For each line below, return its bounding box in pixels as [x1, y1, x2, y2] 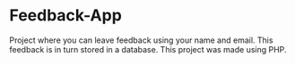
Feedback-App [9, 5, 123, 26]
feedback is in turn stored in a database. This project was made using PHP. [9, 44, 287, 54]
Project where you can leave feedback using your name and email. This [9, 35, 273, 45]
